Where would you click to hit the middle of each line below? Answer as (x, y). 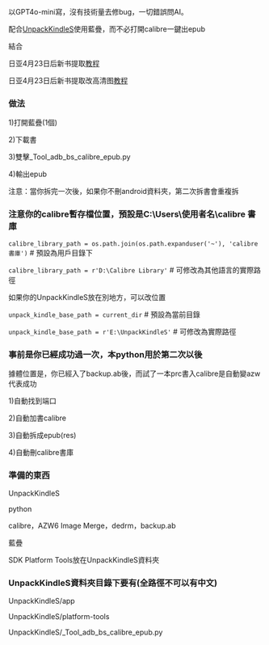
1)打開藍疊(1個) (33, 123)
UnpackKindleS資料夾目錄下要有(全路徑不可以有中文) (113, 583)
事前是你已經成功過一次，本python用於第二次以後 (105, 354)
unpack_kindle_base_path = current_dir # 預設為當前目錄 (104, 314)
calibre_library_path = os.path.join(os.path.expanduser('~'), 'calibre (133, 244)
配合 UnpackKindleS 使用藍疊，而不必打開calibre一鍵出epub (107, 29)
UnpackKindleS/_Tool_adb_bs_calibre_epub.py (86, 632)
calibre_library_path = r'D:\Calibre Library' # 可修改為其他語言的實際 (131, 270)
